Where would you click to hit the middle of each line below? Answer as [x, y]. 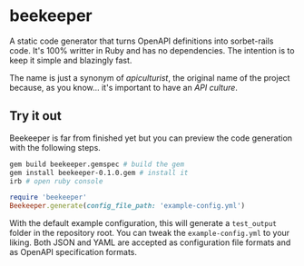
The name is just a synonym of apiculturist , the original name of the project [150, 77]
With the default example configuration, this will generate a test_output [143, 223]
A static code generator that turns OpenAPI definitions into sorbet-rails [142, 41]
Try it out [35, 116]
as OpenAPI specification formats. [74, 252]
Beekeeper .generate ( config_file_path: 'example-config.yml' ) [127, 206]
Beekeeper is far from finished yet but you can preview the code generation [151, 138]
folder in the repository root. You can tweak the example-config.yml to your [150, 233]
